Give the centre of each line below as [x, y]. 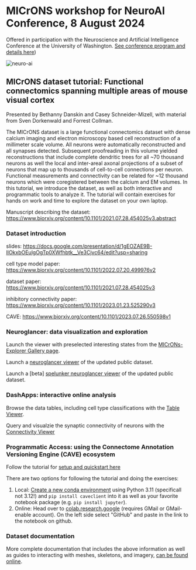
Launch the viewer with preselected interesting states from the [82, 345]
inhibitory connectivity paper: [42, 299]
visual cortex [30, 100]
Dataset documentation [40, 536]
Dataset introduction [36, 233]
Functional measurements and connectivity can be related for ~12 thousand [97, 176]
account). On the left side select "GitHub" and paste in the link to [110, 514]
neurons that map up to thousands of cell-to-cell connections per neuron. [95, 169]
